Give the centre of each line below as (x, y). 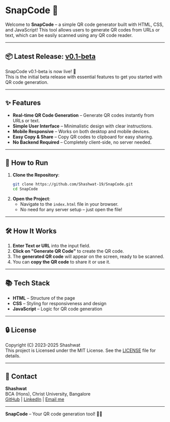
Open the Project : (31, 199)
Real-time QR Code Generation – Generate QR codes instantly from (83, 115)
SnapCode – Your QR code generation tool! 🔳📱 (54, 414)
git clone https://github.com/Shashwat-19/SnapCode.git (73, 184)
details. (13, 355)
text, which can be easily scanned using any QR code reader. (69, 35)
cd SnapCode (25, 189)
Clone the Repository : (36, 175)
